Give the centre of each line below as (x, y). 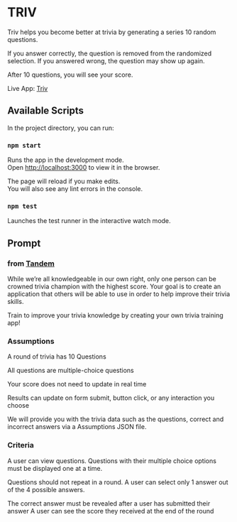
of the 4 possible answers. (46, 489)
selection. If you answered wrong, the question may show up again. (106, 60)
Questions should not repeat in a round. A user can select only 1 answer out (118, 482)
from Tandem (31, 263)
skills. (16, 302)
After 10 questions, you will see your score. (70, 75)
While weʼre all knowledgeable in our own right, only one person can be (112, 279)
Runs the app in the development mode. (66, 160)
